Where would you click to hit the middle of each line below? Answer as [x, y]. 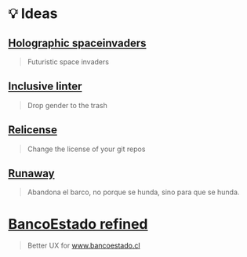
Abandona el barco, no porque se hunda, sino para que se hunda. [133, 192]
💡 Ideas [33, 14]
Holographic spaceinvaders [77, 43]
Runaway [31, 174]
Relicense [33, 130]
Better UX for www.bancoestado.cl [84, 246]
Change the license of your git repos [86, 149]
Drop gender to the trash [67, 105]
